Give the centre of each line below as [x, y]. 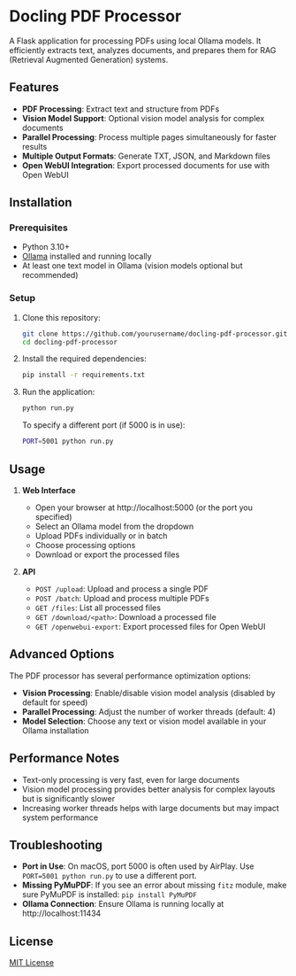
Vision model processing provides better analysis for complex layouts [148, 789]
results [34, 146]
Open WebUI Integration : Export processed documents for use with [146, 165]
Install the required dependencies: [84, 359]
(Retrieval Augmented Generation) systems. [89, 59]
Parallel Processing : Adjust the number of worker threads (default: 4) [148, 711]
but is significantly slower [68, 798]
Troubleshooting [56, 844]
